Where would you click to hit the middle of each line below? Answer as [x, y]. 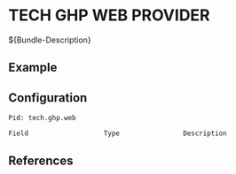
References [41, 160]
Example [33, 68]
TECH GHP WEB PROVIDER [109, 15]
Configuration [48, 98]
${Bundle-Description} [50, 40]
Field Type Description [118, 133]
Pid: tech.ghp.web [42, 118]
